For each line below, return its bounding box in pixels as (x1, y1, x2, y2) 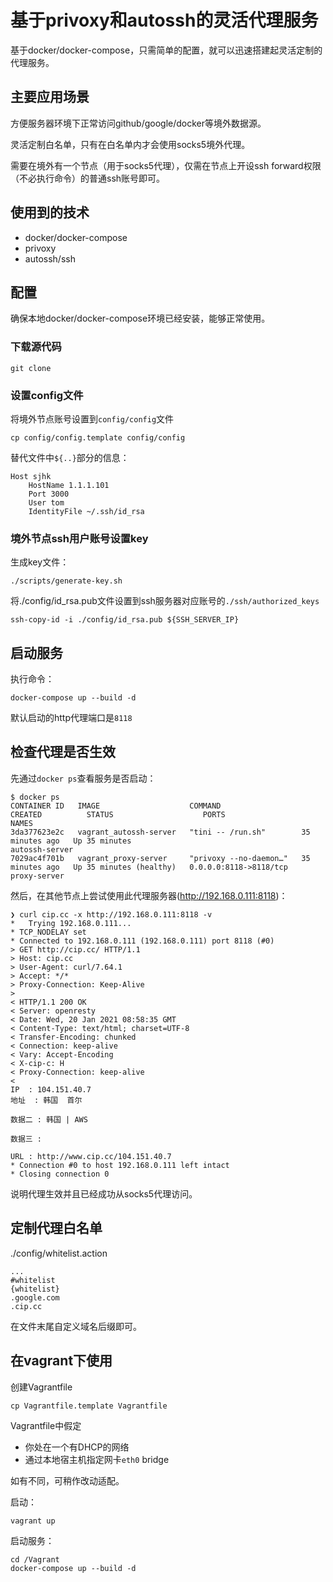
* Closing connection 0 (10, 1169, 110, 1179)
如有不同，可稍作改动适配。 (10, 1474, 125, 1486)
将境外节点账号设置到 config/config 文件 (10, 412, 175, 425)
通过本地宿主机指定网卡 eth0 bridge (24, 1453, 170, 1465)
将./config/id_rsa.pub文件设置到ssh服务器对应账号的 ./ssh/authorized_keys (10, 595, 320, 607)
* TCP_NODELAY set (10, 927, 87, 937)
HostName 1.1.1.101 (28, 480, 110, 490)
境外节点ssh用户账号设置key (10, 531, 149, 545)
